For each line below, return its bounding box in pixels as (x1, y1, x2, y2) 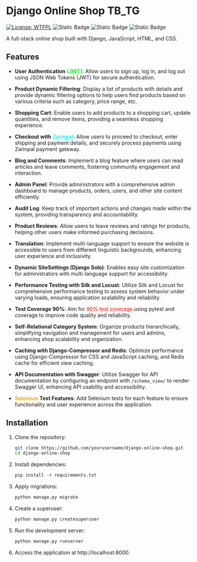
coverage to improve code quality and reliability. (14, 312, 131, 319)
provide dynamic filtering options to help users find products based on (14, 91, 186, 98)
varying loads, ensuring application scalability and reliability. (14, 294, 161, 301)
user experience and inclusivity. (14, 252, 92, 259)
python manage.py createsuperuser (14, 516, 99, 523)
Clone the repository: (14, 433, 66, 440)
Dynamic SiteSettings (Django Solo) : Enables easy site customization (14, 263, 185, 271)
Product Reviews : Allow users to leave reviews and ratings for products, (14, 222, 191, 229)
